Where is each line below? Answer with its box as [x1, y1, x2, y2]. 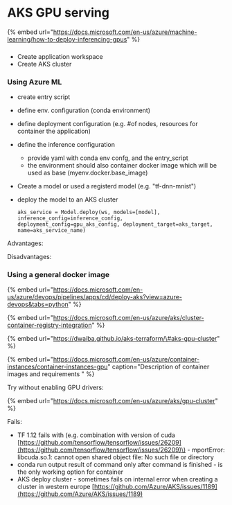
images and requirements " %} [7, 370, 95, 378]
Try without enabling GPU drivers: [7, 383, 104, 392]
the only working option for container [17, 468, 123, 476]
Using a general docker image [7, 270, 109, 280]
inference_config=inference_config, [17, 215, 123, 222]
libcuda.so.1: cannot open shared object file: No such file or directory [17, 453, 215, 461]
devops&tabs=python [7, 300, 69, 309]
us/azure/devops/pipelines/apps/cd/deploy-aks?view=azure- [7, 293, 182, 301]
